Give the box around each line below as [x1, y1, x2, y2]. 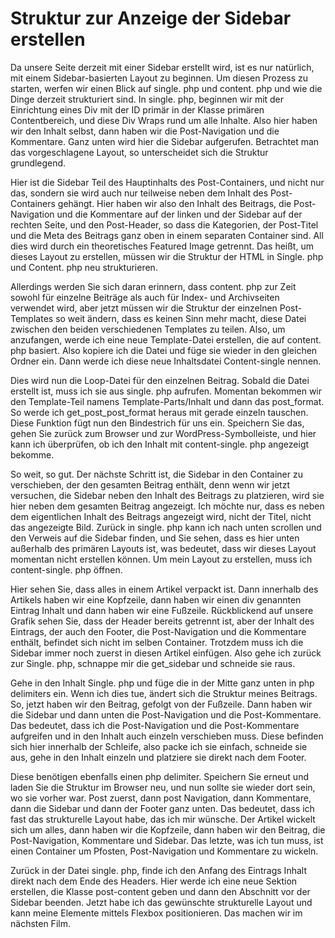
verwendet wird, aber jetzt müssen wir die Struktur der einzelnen [10, 302, 278, 314]
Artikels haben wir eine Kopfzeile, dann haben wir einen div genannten [10, 593, 302, 606]
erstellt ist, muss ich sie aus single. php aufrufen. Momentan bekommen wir [10, 385, 323, 397]
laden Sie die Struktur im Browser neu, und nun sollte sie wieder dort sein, [10, 781, 316, 793]
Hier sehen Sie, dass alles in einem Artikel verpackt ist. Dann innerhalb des [10, 583, 319, 595]
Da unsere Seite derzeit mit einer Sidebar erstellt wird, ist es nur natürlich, [10, 61, 315, 73]
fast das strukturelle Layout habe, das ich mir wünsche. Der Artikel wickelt [10, 813, 316, 825]
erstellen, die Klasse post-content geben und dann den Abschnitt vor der [10, 885, 311, 897]
